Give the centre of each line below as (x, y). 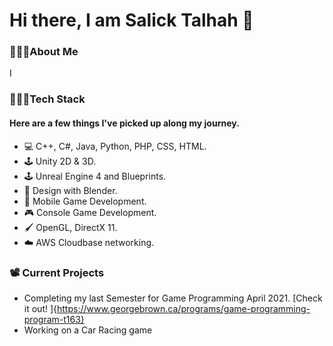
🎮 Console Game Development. (90, 212)
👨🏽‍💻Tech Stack (47, 99)
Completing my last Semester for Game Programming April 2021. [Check (173, 298)
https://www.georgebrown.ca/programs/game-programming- (184, 308)
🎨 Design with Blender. (70, 190)
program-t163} (54, 319)
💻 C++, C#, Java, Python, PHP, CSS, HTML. (115, 146)
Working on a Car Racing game (88, 330)
